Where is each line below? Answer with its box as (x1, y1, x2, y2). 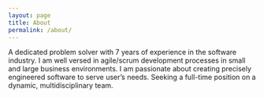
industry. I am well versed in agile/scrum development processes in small (8, 56, 246, 65)
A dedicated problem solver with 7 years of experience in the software (8, 48, 237, 57)
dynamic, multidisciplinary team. (8, 81, 113, 90)
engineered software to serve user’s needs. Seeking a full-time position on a (8, 72, 256, 82)
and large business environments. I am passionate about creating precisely (8, 64, 252, 74)
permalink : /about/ (8, 26, 73, 34)
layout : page (8, 11, 51, 20)
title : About (8, 19, 51, 27)
